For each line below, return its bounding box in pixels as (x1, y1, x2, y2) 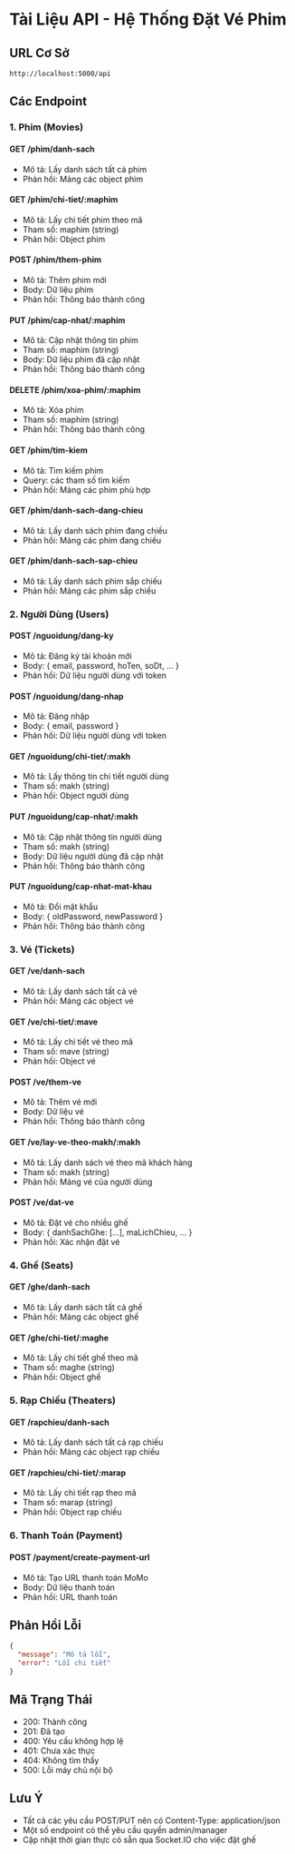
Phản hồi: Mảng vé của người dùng (22, 1176, 153, 1187)
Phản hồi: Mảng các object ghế (22, 1311, 139, 1322)
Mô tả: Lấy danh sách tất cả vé (22, 986, 138, 996)
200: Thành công (22, 1716, 88, 1727)
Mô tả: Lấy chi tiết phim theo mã (22, 214, 143, 225)
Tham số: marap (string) (22, 1497, 113, 1508)
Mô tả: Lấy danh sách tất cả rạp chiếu (22, 1437, 164, 1447)
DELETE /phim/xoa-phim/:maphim (9, 384, 141, 395)
